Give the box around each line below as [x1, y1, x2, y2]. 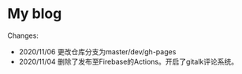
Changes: [7, 31, 39, 40]
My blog [7, 5, 62, 23]
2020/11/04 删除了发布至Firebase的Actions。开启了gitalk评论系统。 [18, 57, 239, 66]
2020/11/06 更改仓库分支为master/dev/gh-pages [18, 46, 177, 56]
